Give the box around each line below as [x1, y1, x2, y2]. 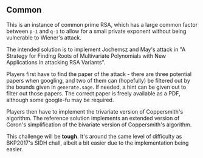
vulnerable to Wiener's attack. [6, 33, 82, 41]
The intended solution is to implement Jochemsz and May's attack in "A [6, 46, 186, 53]
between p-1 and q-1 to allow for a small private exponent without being [6, 27, 187, 35]
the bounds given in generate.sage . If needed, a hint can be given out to [6, 83, 187, 91]
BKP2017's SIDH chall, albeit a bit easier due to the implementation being [6, 139, 189, 146]
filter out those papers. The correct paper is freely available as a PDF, [6, 89, 181, 97]
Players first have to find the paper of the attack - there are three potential [6, 70, 192, 78]
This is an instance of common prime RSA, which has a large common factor [6, 21, 198, 28]
